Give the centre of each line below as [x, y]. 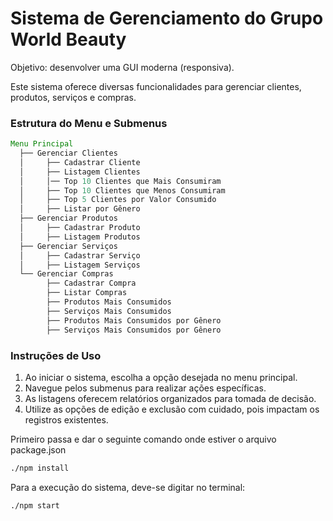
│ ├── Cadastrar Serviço [80, 255]
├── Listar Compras [87, 293]
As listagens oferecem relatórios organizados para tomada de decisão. [170, 398]
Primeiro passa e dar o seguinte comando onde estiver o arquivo [143, 439]
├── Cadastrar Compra [91, 283]
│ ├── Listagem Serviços [80, 265]
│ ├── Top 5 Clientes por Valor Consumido [118, 200]
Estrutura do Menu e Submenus [89, 123]
